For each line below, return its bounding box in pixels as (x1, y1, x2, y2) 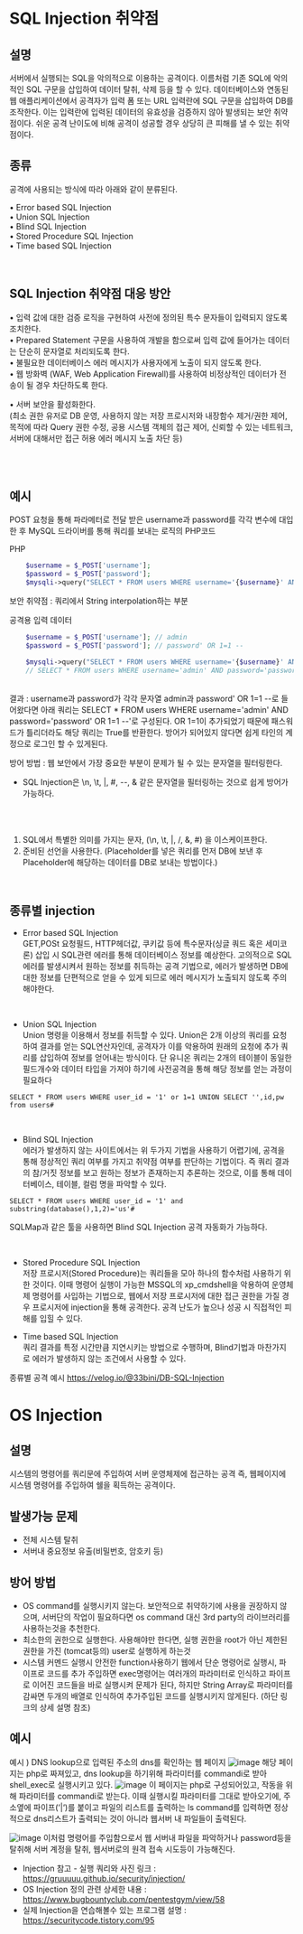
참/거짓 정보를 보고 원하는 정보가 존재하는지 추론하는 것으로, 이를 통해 (32, 1167, 276, 1179)
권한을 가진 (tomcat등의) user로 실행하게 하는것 (22, 1646, 191, 1656)
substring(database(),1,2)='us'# (9, 1205, 135, 1214)
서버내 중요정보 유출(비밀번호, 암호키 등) (22, 1546, 164, 1556)
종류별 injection (9, 902, 96, 918)
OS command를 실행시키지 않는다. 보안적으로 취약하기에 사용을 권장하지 (22, 1601, 278, 1611)
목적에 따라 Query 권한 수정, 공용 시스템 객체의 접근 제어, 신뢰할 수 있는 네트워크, (9, 421, 294, 432)
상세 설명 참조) (39, 1702, 91, 1713)
